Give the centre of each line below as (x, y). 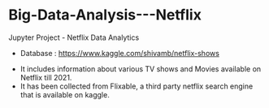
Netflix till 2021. (46, 77)
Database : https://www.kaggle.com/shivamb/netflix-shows (119, 53)
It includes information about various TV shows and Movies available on (141, 69)
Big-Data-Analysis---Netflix (105, 15)
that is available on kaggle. (65, 94)
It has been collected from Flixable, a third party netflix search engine (137, 86)
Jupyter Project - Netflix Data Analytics (74, 37)
